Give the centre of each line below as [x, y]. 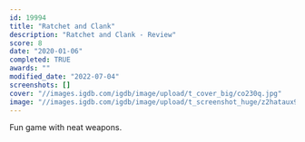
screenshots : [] [40, 85]
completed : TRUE [40, 60]
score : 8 [26, 43]
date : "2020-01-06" [46, 52]
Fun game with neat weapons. [66, 128]
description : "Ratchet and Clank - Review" [93, 34]
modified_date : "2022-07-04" [64, 77]
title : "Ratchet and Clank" [63, 26]
